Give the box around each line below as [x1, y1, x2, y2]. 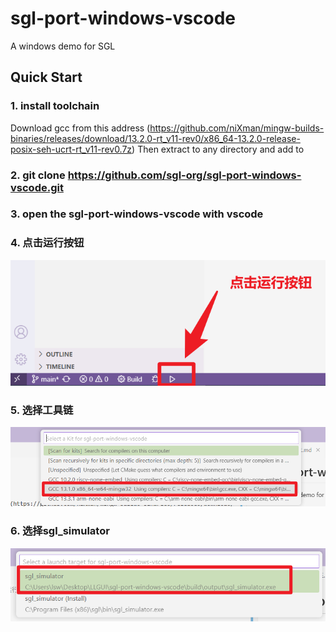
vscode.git [10, 180, 64, 194]
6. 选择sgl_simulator [10, 524, 110, 538]
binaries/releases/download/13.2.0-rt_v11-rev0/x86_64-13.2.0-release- [10, 132, 301, 144]
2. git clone [10, 168, 66, 182]
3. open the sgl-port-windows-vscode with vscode [10, 207, 264, 221]
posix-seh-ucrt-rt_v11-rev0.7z [10, 143, 133, 155]
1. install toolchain [10, 99, 100, 113]
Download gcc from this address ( [10, 122, 151, 134]
